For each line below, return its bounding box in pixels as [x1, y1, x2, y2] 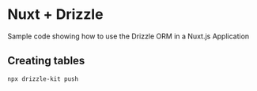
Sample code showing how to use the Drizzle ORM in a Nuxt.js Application [7, 31, 250, 41]
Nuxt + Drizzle [7, 5, 104, 24]
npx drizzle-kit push [7, 75, 79, 83]
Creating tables [7, 54, 85, 67]
